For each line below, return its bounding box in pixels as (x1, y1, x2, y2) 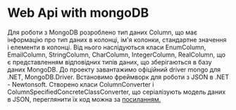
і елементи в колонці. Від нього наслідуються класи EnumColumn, (7, 43, 206, 51)
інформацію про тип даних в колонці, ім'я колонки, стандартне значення (7, 35, 227, 43)
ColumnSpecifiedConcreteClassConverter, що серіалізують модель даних (7, 88, 226, 96)
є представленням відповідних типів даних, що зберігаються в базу (7, 57, 213, 66)
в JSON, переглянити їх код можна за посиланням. (7, 95, 161, 103)
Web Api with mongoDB (7, 5, 149, 21)
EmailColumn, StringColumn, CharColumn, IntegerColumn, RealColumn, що (7, 50, 226, 59)
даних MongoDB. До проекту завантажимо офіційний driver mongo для (7, 65, 221, 74)
